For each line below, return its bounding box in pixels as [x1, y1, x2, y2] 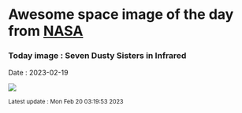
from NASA [8, 22, 84, 40]
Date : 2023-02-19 [8, 68, 69, 78]
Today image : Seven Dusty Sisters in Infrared [8, 50, 187, 61]
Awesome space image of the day [8, 5, 234, 24]
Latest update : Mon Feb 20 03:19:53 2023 [8, 98, 124, 106]
